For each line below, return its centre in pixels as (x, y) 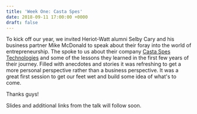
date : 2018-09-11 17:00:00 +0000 (47, 17)
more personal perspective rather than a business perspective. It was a (92, 71)
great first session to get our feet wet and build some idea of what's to (91, 76)
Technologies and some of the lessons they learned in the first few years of (98, 58)
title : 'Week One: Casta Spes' (44, 11)
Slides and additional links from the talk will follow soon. (74, 106)
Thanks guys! (23, 94)
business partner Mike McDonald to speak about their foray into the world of (99, 45)
